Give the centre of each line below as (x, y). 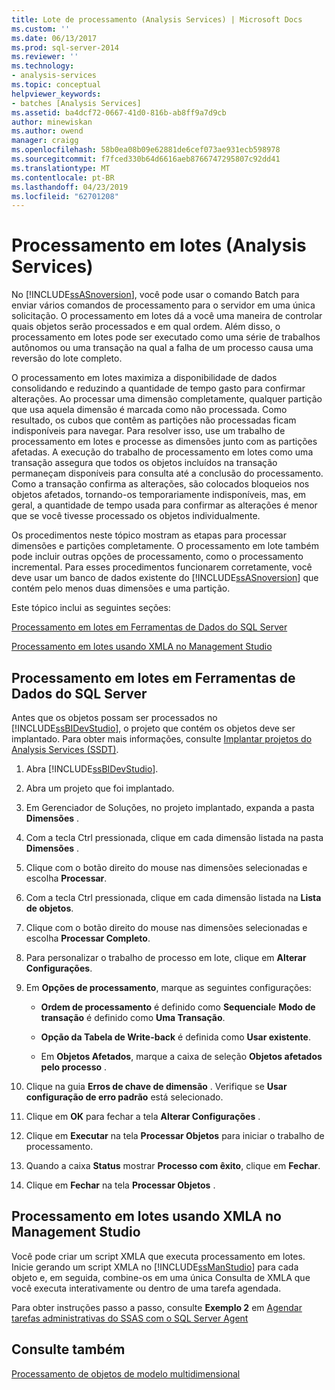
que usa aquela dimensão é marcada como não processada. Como (149, 410)
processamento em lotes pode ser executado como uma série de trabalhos (166, 337)
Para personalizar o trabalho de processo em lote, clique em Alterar (166, 957)
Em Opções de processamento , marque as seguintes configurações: (168, 987)
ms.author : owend (47, 131)
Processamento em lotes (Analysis (159, 245)
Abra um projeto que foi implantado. (100, 788)
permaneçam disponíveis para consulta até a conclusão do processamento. (167, 473)
